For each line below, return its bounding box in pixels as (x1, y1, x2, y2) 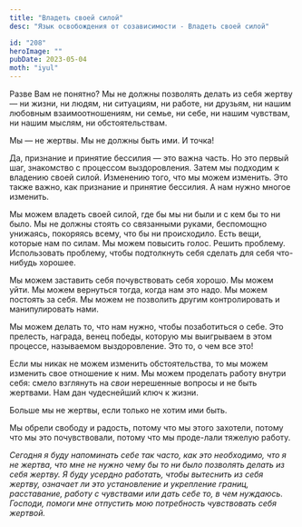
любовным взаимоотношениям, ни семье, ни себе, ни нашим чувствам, (9, 108, 290, 118)
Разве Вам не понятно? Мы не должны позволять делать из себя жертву (9, 88, 293, 99)
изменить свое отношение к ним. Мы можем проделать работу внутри (9, 368, 287, 378)
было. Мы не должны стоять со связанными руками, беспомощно (9, 219, 268, 229)
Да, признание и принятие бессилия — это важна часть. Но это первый (9, 153, 289, 164)
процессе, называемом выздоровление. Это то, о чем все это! (9, 341, 254, 351)
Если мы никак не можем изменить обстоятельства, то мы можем (9, 358, 268, 369)
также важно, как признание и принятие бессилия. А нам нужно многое (9, 182, 291, 192)
